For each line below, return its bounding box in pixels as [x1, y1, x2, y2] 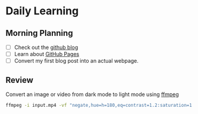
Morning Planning [5, 28, 73, 38]
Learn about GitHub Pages [14, 51, 80, 58]
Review [5, 75, 34, 85]
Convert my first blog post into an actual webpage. [14, 57, 139, 64]
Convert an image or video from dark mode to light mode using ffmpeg [5, 91, 179, 98]
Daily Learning [5, 4, 79, 18]
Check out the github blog [14, 44, 78, 51]
